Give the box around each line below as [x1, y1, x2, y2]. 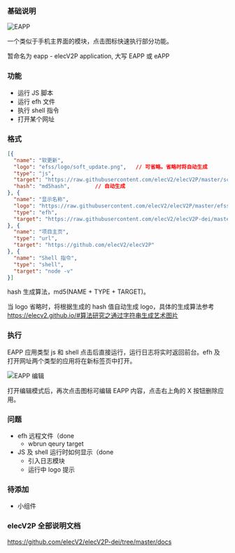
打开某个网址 [17, 114, 55, 123]
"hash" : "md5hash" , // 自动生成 [13, 183, 126, 190]
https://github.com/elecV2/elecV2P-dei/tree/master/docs [7, 538, 172, 546]
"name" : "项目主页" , [13, 228, 69, 235]
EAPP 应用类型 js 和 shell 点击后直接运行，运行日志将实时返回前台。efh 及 [7, 348, 220, 356]
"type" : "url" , [13, 235, 58, 243]
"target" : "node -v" [13, 268, 73, 275]
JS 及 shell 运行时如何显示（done [17, 447, 114, 456]
